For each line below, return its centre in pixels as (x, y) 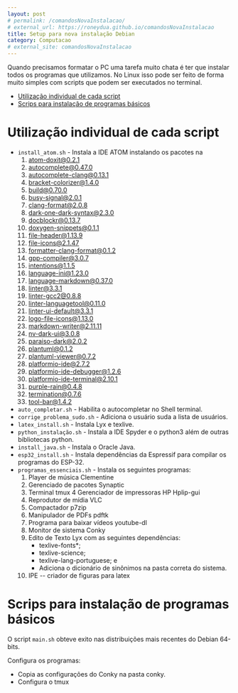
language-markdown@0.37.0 (71, 280)
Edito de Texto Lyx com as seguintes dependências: (104, 537)
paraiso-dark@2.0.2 (58, 341)
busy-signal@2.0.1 (55, 197)
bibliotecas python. (46, 439)
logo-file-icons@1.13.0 (61, 318)
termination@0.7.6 (55, 394)
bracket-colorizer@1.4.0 (64, 182)
